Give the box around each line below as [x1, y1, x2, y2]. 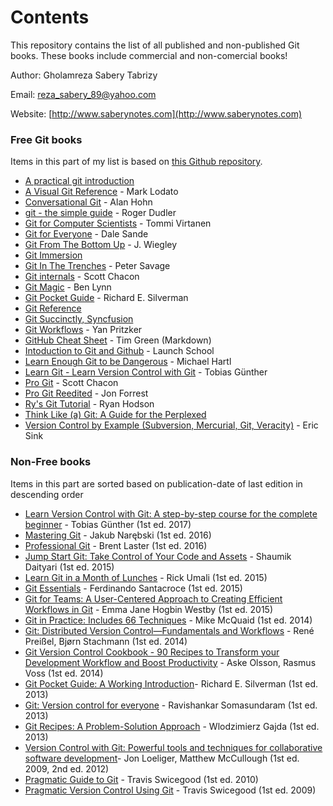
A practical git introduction [24, 175, 135, 187]
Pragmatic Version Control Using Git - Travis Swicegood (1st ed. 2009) [24, 784, 317, 796]
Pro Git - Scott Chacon [24, 377, 119, 389]
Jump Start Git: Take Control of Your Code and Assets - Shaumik [24, 550, 292, 562]
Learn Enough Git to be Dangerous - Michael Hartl [24, 356, 232, 368]
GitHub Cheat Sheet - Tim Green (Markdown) [24, 334, 212, 346]
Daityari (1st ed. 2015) [24, 561, 115, 573]
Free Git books [10, 132, 83, 146]
